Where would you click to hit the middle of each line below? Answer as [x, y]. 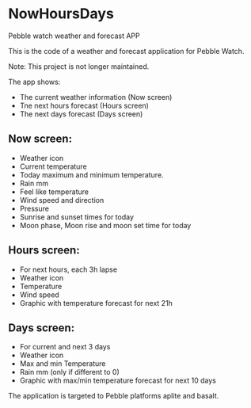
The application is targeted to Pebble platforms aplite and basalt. [114, 396]
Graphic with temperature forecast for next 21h [96, 303]
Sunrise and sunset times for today [77, 217]
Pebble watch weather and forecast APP [74, 36]
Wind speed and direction [62, 200]
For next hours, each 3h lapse [68, 269]
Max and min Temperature [63, 364]
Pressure [34, 208]
